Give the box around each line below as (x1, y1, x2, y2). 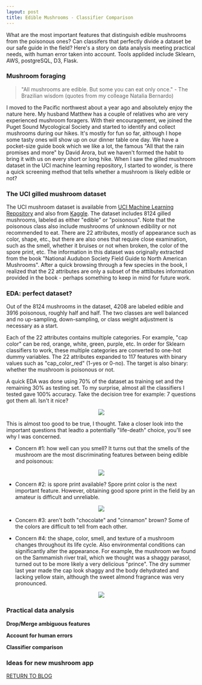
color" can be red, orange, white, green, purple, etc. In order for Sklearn (6, 340, 185, 348)
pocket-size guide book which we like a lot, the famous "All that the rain (6, 142, 185, 149)
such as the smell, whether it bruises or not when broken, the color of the (6, 242, 189, 249)
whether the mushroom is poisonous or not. (6, 366, 115, 373)
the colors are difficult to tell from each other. (14, 523, 128, 530)
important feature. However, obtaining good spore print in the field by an (14, 487, 195, 494)
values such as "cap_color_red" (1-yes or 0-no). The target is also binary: (6, 359, 188, 367)
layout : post (6, 8, 39, 15)
